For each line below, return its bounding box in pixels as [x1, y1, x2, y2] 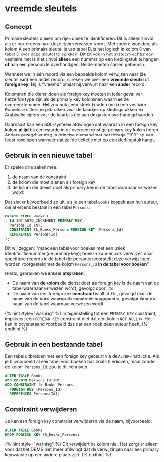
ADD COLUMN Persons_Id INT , [5, 378, 63, 383]
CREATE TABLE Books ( [5, 214, 49, 218]
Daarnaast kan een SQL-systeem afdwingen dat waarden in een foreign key [5, 121, 158, 127]
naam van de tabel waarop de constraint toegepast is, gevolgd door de [12, 296, 156, 302]
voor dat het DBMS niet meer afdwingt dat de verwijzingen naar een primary [5, 446, 159, 452]
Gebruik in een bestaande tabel [5, 340, 103, 349]
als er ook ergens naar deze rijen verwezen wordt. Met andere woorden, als [5, 41, 158, 47]
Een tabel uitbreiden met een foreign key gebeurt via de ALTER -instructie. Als [5, 353, 159, 359]
